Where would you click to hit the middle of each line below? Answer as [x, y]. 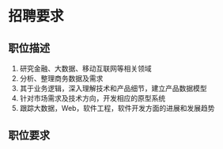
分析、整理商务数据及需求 [61, 78]
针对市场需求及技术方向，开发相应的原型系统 [93, 98]
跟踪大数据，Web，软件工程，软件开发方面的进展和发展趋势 [117, 108]
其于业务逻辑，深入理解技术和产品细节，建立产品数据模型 [113, 88]
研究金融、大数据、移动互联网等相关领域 [85, 69]
